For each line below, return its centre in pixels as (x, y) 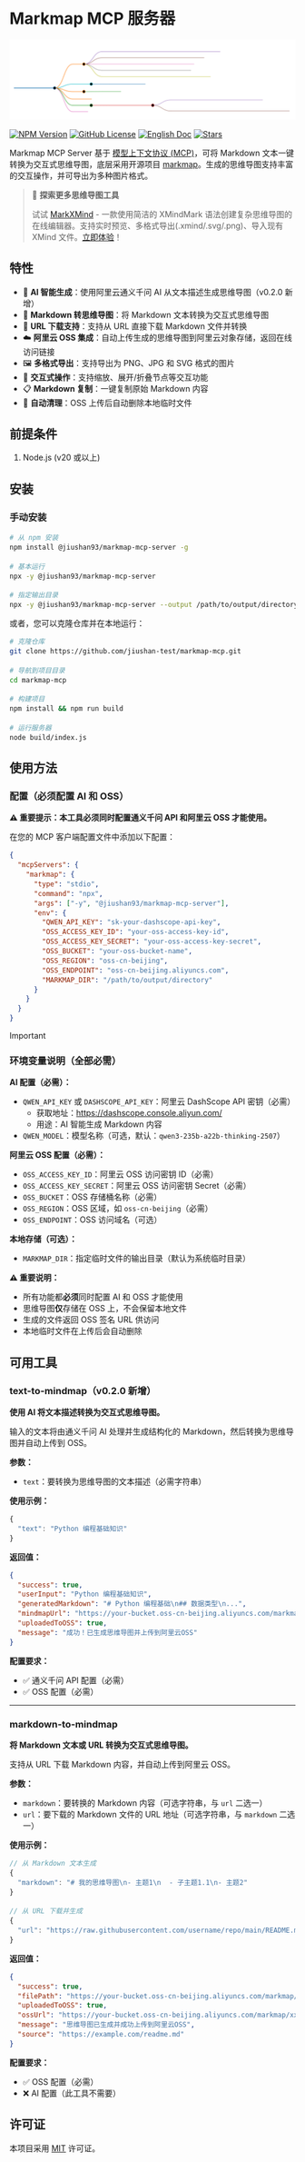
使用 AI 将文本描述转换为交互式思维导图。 (87, 1412)
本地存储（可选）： (43, 1239)
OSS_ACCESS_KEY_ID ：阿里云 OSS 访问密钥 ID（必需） (120, 1174)
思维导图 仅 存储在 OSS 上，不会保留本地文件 (105, 1309)
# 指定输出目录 (34, 595)
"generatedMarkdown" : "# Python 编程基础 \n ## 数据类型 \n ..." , (132, 1604)
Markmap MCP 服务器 (93, 19)
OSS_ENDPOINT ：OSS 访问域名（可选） (92, 1220)
